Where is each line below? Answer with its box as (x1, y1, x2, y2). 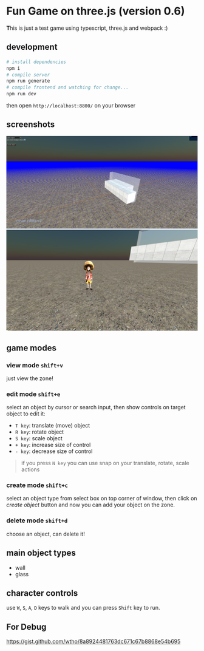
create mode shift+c (6, 481, 69, 489)
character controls (6, 588, 78, 598)
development (6, 42, 58, 52)
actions (21, 466, 40, 473)
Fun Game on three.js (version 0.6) (6, 4, 185, 18)
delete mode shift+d (6, 516, 68, 525)
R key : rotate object (15, 428, 64, 435)
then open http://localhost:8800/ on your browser (6, 102, 136, 109)
